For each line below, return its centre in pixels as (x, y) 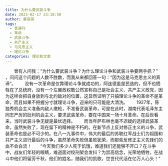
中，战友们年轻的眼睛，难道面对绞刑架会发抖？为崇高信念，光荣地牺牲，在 (82, 152)
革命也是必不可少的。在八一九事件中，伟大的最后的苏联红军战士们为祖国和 (86, 133)
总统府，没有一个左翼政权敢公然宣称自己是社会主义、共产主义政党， (88, 90)
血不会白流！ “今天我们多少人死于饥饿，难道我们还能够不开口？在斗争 (81, 146)
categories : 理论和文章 (28, 56)
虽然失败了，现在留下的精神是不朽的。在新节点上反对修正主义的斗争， (86, 127)
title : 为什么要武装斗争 (28, 10)
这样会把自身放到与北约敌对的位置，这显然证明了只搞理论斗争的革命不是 (84, 96)
